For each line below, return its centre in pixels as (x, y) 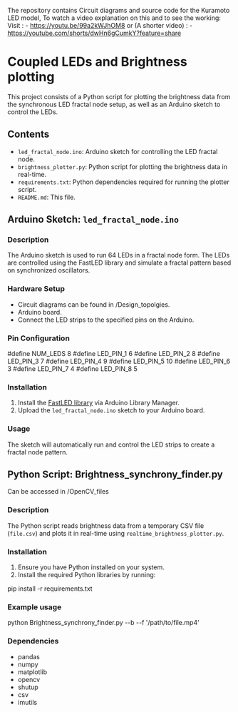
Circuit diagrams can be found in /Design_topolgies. (94, 304)
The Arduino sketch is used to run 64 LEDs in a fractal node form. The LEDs (119, 255)
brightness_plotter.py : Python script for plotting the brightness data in (123, 166)
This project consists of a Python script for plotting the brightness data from (119, 96)
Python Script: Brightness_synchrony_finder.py (115, 475)
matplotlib (32, 672)
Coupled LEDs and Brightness (97, 62)
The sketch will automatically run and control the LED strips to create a (111, 444)
